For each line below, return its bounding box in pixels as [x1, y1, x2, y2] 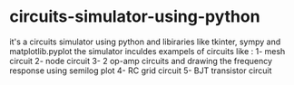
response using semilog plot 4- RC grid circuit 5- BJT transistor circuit [9, 65, 272, 76]
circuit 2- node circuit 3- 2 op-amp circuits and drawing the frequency [9, 55, 273, 66]
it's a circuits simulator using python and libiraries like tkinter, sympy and [9, 36, 281, 47]
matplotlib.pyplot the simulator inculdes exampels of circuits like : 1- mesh [9, 45, 286, 56]
